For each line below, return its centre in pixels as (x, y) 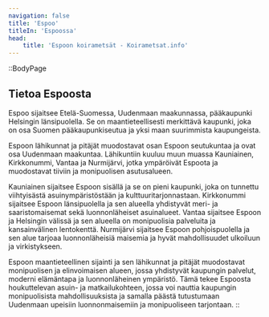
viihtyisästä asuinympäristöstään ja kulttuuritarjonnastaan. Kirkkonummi (127, 195)
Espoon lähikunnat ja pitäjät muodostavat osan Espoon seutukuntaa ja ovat (132, 145)
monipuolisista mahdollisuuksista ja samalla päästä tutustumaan (114, 296)
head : (17, 38)
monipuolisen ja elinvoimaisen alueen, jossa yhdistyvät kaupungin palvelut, (132, 270)
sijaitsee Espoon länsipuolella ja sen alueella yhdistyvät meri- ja (113, 203)
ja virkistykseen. (35, 246)
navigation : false (39, 16)
